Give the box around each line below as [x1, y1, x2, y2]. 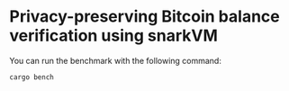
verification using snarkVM [9, 25, 219, 46]
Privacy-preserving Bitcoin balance [9, 6, 281, 27]
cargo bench [9, 72, 54, 82]
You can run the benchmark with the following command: [9, 55, 222, 66]
